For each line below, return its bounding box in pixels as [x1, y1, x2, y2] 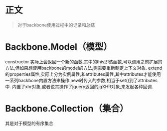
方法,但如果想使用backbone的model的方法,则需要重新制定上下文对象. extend [5, 65, 163, 71]
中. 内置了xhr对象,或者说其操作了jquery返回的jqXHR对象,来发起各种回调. [5, 83, 153, 90]
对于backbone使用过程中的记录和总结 [17, 22, 95, 28]
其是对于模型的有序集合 [5, 120, 53, 126]
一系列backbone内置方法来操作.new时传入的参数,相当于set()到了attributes [5, 77, 158, 83]
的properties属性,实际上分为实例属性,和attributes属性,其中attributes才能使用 [5, 71, 161, 77]
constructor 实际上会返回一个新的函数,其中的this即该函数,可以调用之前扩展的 [5, 58, 163, 65]
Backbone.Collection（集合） [5, 103, 129, 115]
